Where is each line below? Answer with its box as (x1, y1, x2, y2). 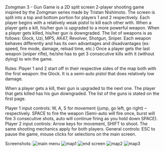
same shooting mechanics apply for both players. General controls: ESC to (5, 126, 156, 131)
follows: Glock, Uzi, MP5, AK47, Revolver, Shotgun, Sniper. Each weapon (5, 35, 151, 41)
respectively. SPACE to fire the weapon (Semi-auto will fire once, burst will (5, 110, 155, 116)
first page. (5, 96, 26, 102)
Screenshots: (5, 141, 32, 146)
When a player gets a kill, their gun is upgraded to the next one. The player (5, 86, 156, 91)
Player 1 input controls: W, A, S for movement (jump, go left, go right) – (5, 105, 147, 111)
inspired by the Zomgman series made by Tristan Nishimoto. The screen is (5, 9, 155, 15)
